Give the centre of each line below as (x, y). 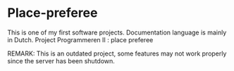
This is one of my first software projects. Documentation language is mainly (117, 32)
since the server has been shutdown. (61, 60)
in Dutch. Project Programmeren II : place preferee (80, 39)
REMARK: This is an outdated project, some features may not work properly (117, 53)
